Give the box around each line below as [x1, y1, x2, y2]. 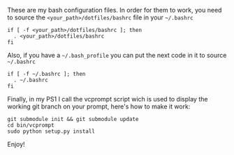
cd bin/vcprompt [7, 122, 54, 129]
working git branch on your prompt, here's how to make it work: [7, 102, 191, 111]
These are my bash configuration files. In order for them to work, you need [7, 6, 222, 14]
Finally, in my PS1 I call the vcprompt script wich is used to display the [7, 95, 208, 103]
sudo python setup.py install [7, 128, 96, 135]
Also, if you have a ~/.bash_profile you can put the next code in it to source [7, 51, 227, 59]
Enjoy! [7, 140, 26, 148]
